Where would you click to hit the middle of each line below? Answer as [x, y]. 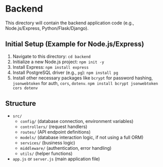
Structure [21, 103]
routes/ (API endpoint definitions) [55, 132]
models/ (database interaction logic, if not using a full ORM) [82, 137]
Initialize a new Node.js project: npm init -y [58, 62]
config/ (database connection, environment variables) [77, 121]
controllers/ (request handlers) [54, 127]
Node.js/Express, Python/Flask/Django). [47, 28]
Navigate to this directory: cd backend [52, 56]
